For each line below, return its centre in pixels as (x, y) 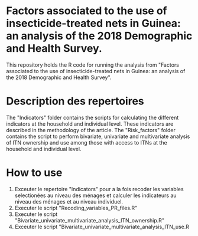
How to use (34, 173)
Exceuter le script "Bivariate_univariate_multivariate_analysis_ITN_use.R (102, 227)
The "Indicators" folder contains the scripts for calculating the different (92, 117)
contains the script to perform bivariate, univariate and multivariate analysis (98, 136)
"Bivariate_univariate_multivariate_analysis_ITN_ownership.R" (89, 220)
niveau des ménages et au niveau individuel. (69, 201)
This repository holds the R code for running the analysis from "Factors (92, 65)
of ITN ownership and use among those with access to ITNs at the (87, 142)
